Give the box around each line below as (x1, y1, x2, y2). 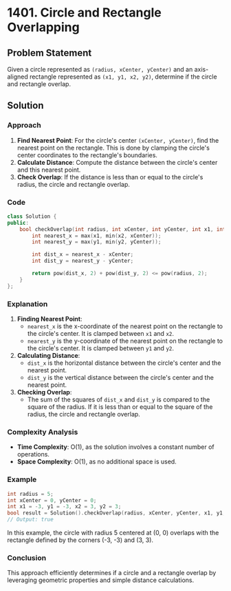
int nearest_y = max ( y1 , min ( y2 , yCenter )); (32, 239, 162, 246)
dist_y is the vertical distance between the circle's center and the (27, 374, 214, 382)
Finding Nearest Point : (16, 315, 82, 323)
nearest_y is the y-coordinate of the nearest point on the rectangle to (27, 337, 223, 345)
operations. (16, 450, 50, 459)
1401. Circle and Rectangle (7, 5, 162, 21)
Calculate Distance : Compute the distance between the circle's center (16, 158, 218, 166)
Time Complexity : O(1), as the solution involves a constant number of (16, 443, 214, 451)
